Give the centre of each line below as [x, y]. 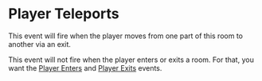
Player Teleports [64, 14]
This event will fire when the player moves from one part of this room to [125, 36]
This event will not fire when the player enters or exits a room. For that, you [131, 60]
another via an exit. [40, 44]
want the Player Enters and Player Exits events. [85, 67]
